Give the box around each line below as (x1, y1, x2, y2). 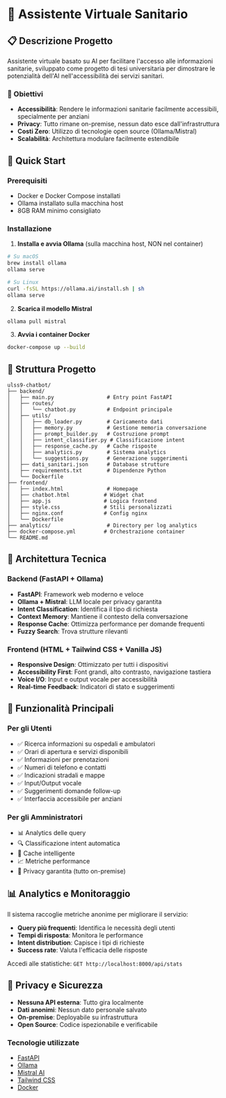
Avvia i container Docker (17, 331, 90, 339)
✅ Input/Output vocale (17, 779, 82, 787)
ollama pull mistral (7, 317, 67, 325)
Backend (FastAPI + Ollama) (7, 574, 104, 584)
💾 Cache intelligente (17, 849, 75, 857)
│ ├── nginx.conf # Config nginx (7, 510, 148, 517)
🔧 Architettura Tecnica (7, 553, 107, 565)
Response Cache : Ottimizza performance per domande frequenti (17, 619, 205, 628)
